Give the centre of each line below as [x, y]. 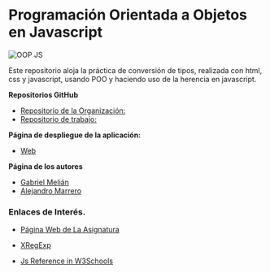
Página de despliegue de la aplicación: [75, 135]
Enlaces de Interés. [47, 211]
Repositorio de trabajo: [59, 119]
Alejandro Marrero [51, 191]
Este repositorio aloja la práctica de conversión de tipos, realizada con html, [135, 70]
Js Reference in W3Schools [67, 261]
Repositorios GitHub [44, 94]
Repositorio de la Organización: [73, 110]
